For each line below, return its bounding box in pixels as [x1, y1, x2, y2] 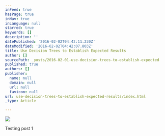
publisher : [5, 71, 27, 76]
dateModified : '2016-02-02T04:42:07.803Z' [5, 44, 93, 49]
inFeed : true [5, 7, 32, 12]
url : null [9, 84, 29, 90]
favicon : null [9, 89, 38, 94]
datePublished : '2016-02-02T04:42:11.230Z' [5, 39, 96, 44]
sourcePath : [5, 57, 29, 62]
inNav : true [5, 16, 29, 21]
